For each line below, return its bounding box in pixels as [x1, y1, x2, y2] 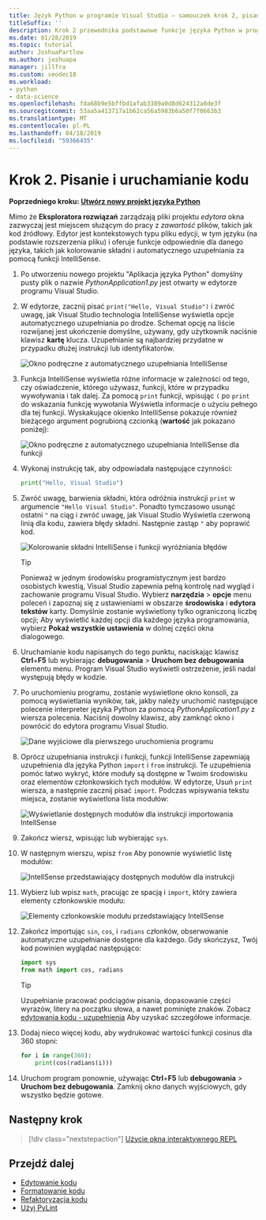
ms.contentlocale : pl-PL [9, 122, 91, 130]
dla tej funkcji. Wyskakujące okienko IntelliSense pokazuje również [20, 408, 238, 418]
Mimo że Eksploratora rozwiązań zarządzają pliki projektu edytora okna [9, 212, 245, 222]
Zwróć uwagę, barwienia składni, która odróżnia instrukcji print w [20, 494, 236, 503]
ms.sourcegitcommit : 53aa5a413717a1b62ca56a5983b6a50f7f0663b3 [9, 108, 222, 116]
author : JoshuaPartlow [9, 48, 84, 56]
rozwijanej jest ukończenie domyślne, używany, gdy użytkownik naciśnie [20, 327, 257, 336]
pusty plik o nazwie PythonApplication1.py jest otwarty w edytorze [20, 278, 238, 287]
